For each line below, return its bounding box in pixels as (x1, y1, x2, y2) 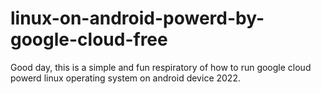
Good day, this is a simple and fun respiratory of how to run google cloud (10, 61, 312, 73)
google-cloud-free (10, 28, 168, 51)
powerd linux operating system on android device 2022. (10, 72, 241, 84)
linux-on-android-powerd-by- (10, 7, 265, 30)
